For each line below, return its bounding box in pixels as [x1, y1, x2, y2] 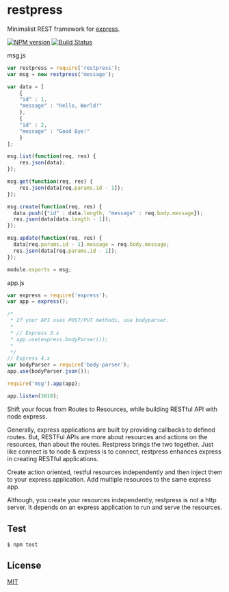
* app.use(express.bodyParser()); [10, 336, 109, 343]
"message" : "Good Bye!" [19, 127, 90, 135]
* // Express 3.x [10, 330, 59, 336]
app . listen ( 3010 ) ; [7, 393, 59, 399]
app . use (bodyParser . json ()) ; [7, 368, 90, 375]
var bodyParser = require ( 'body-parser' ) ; [7, 362, 130, 369]
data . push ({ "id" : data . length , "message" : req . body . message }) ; [13, 210, 204, 217]
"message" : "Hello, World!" [19, 102, 103, 110]
